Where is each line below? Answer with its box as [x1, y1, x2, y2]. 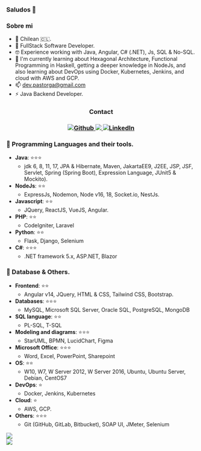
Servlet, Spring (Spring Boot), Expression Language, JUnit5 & [23, 169, 176, 177]
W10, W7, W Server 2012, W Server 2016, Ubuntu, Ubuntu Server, [23, 368, 186, 375]
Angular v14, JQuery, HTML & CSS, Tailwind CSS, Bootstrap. [23, 291, 174, 298]
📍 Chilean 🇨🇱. [14, 36, 52, 43]
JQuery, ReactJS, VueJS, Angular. [23, 206, 109, 213]
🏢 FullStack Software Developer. [14, 42, 95, 49]
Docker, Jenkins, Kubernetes [23, 389, 96, 397]
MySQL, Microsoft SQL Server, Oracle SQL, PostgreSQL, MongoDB [23, 306, 190, 313]
